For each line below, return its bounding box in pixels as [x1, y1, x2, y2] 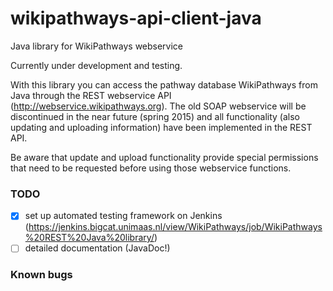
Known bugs [10, 268, 73, 282]
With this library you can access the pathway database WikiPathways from [10, 78, 318, 91]
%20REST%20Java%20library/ [24, 232, 155, 244]
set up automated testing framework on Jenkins [24, 210, 223, 222]
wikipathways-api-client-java [10, 7, 262, 30]
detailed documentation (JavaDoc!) [24, 242, 171, 254]
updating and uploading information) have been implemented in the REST [10, 121, 313, 133]
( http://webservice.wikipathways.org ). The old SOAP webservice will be [10, 100, 307, 112]
